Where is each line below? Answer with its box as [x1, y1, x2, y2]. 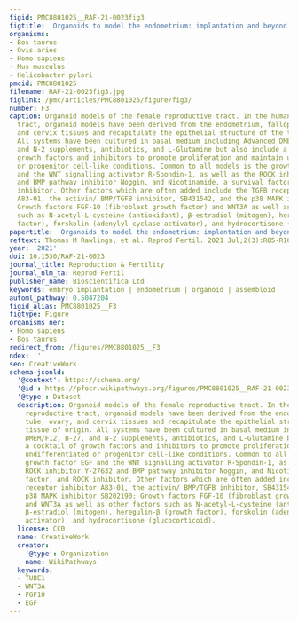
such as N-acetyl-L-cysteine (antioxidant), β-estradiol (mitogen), [17, 210, 276, 220]
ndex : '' [9, 351, 42, 360]
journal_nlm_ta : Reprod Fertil [9, 269, 125, 278]
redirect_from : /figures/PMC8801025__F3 [9, 342, 161, 351]
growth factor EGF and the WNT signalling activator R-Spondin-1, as [25, 459, 288, 468]
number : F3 [9, 104, 50, 113]
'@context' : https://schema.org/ [17, 376, 141, 385]
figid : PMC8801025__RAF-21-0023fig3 [9, 12, 145, 22]
